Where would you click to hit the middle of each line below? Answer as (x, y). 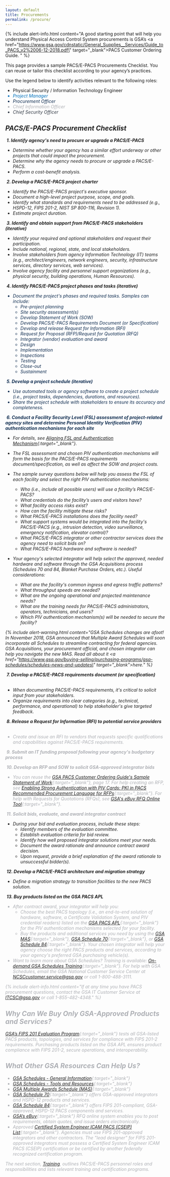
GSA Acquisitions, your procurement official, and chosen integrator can (80, 649)
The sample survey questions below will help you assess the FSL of (83, 474)
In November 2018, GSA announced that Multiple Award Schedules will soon (85, 638)
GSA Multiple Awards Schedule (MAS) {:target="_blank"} (72, 1089)
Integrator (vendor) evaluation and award (64, 339)
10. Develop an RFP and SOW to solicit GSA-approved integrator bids (80, 767)
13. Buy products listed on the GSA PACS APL (55, 897)
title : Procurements (27, 15)
